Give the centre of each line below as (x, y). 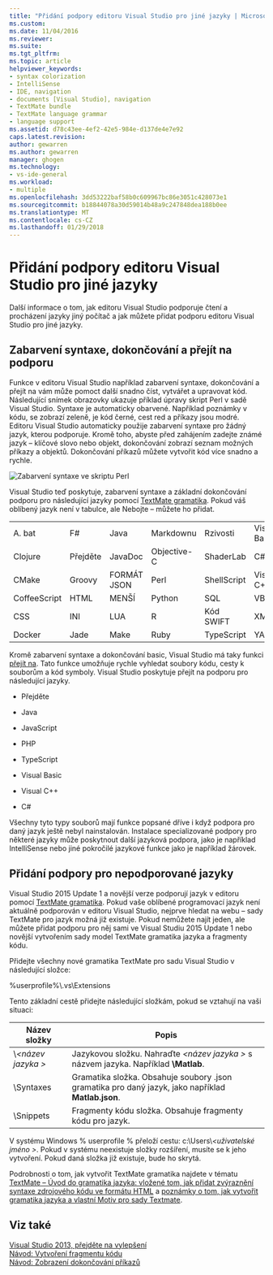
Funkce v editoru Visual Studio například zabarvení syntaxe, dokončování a (134, 382)
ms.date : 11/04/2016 (44, 31)
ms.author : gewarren (44, 152)
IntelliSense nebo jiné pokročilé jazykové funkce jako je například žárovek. (133, 848)
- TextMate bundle (40, 106)
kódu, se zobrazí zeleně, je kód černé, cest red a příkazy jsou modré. (124, 417)
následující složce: (40, 969)
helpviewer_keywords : (46, 69)
